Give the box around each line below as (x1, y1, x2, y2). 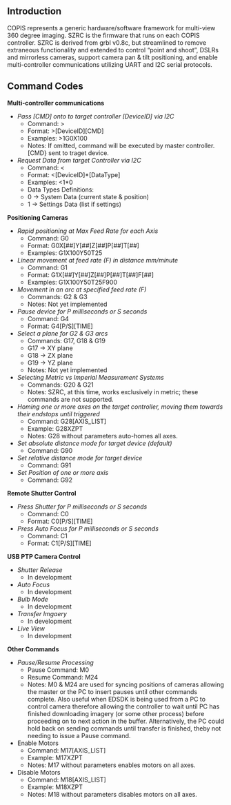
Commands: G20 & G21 (27, 380, 94, 389)
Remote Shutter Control (7, 489, 77, 497)
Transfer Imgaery (17, 609, 68, 618)
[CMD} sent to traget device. (27, 148, 109, 157)
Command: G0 (27, 234, 69, 242)
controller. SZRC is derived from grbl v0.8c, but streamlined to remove (7, 38, 207, 47)
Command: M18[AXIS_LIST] (27, 775, 107, 784)
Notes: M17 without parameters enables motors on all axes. (27, 761, 196, 769)
